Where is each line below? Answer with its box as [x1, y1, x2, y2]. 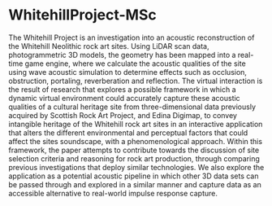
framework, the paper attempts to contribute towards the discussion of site [8, 145, 260, 155]
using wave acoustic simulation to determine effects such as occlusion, [8, 67, 248, 77]
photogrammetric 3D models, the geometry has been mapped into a [8, 50, 236, 59]
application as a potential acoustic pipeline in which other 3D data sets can [8, 171, 259, 181]
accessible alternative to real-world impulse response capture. [8, 188, 218, 198]
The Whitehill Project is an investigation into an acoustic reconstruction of [8, 33, 255, 42]
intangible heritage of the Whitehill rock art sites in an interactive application [8, 119, 263, 129]
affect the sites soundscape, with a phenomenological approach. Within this [8, 136, 262, 146]
